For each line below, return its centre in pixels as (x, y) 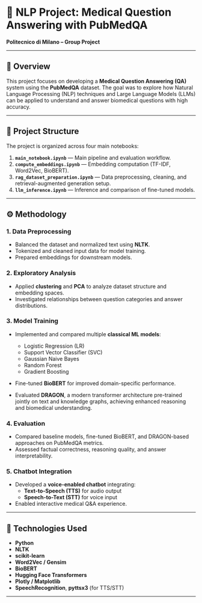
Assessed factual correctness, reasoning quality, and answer (90, 450)
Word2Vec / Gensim (41, 562)
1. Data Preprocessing (39, 231)
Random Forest (43, 365)
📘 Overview (28, 67)
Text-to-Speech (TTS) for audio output (73, 491)
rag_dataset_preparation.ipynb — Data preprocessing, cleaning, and (101, 177)
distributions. (31, 305)
